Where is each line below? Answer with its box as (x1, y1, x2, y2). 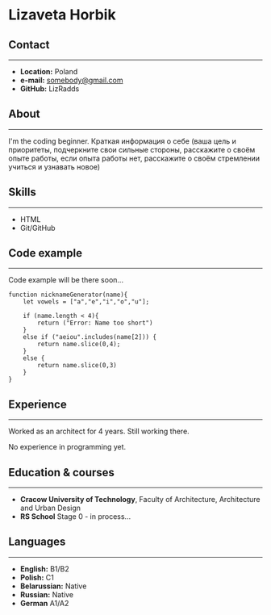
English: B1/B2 (19, 563, 70, 574)
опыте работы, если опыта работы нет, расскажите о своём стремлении (8, 153, 261, 163)
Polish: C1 (19, 572, 55, 582)
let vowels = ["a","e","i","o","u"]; (23, 298, 150, 306)
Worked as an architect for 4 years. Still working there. (8, 426, 190, 437)
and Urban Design (19, 503, 81, 513)
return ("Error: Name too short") (37, 319, 153, 328)
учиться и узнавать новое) (8, 161, 101, 171)
